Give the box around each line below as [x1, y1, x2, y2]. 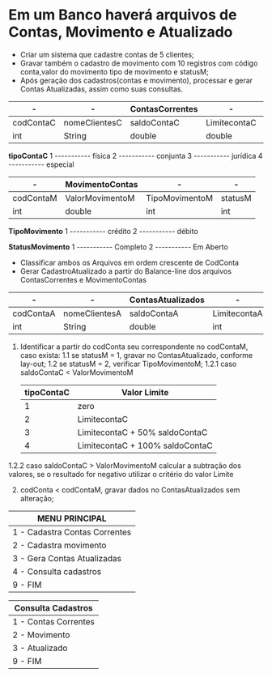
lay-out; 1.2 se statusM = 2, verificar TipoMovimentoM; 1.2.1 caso [19, 359, 237, 368]
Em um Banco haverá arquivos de [8, 6, 237, 24]
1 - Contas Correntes [12, 615, 96, 627]
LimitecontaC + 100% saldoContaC [77, 440, 213, 451]
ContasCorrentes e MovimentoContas [19, 275, 147, 284]
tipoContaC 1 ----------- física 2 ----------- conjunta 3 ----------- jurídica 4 [8, 151, 263, 160]
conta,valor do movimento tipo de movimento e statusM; [19, 66, 209, 76]
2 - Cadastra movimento [12, 539, 107, 551]
